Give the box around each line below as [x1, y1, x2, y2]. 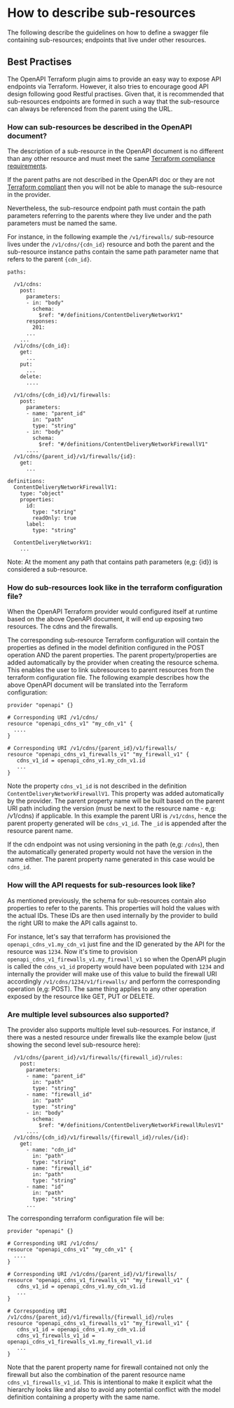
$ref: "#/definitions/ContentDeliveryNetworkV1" [38, 311, 184, 319]
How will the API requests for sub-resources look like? [7, 880, 196, 890]
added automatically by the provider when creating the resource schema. [7, 659, 219, 667]
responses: [25, 318, 58, 325]
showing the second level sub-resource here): [7, 1040, 141, 1049]
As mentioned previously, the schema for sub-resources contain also [7, 896, 207, 905]
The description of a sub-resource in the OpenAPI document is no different [7, 147, 224, 155]
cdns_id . [7, 863, 32, 871]
